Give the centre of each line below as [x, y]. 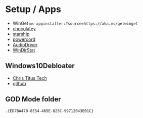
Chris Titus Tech [30, 78]
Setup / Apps [33, 9]
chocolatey [24, 28]
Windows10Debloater [40, 66]
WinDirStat [24, 50]
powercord [24, 39]
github [19, 83]
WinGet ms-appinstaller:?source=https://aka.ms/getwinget [75, 23]
